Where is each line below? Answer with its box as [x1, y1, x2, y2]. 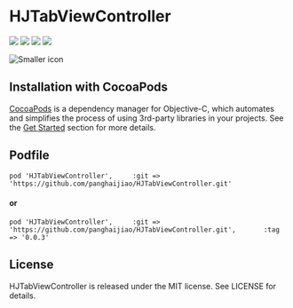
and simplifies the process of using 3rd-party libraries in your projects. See [9, 113, 284, 123]
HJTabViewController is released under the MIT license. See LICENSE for [9, 280, 277, 291]
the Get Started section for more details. [9, 122, 156, 132]
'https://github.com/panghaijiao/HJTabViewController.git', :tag [9, 225, 280, 234]
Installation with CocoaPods [9, 80, 169, 95]
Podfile [9, 148, 50, 163]
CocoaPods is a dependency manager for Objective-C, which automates [9, 103, 275, 114]
